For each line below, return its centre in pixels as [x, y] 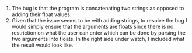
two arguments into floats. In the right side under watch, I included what [98, 39]
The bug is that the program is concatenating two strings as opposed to [98, 8]
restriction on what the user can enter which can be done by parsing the [98, 33]
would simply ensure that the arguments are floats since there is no [92, 26]
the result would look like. [42, 45]
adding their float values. [41, 14]
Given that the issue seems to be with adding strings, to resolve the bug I [99, 20]
